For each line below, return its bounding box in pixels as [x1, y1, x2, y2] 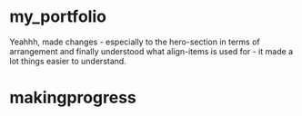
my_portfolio [9, 6, 107, 27]
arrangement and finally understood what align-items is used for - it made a [9, 45, 294, 56]
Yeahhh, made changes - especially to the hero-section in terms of [9, 36, 261, 47]
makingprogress [9, 88, 136, 108]
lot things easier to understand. [9, 55, 127, 66]
